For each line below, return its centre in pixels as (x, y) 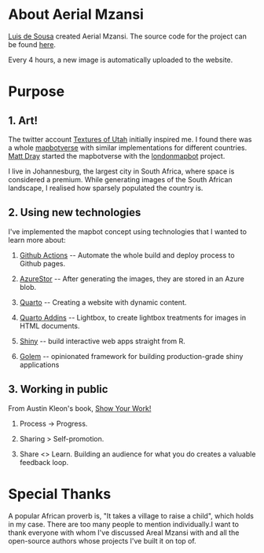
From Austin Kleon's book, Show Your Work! (80, 408)
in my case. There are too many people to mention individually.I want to (124, 524)
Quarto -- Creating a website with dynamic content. (103, 302)
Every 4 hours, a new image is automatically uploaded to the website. (121, 60)
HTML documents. (49, 326)
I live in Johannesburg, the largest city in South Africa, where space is (121, 171)
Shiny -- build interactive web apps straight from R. (103, 341)
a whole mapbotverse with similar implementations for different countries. (128, 148)
